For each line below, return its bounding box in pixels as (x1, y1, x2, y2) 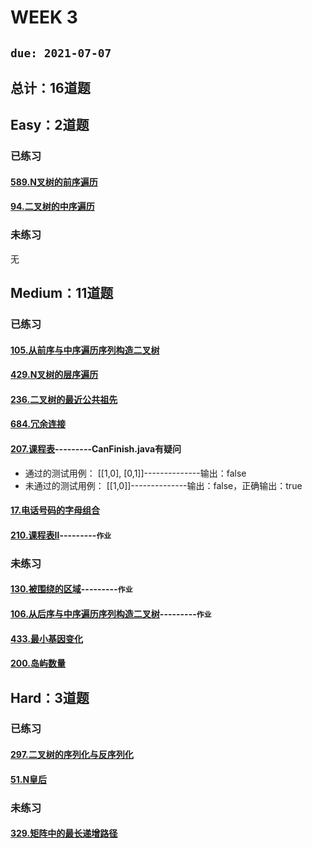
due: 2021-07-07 (10, 46, 112, 60)
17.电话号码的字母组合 (10, 504, 101, 516)
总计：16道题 (10, 79, 91, 96)
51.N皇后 (10, 773, 48, 785)
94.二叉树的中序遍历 (10, 201, 95, 213)
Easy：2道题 (10, 117, 90, 134)
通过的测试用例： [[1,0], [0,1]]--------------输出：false (24, 467, 247, 479)
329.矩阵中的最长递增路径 (10, 827, 118, 840)
